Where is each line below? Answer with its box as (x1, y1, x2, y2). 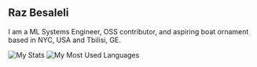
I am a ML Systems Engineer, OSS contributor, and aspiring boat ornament (8, 26, 249, 36)
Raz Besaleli (8, 6, 69, 19)
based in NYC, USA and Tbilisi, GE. (8, 35, 122, 44)
